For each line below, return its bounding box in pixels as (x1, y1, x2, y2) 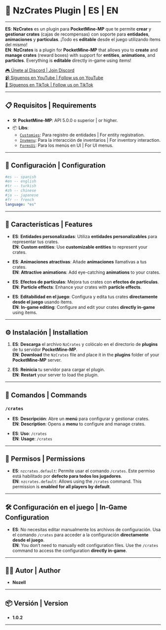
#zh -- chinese (5, 188, 37, 193)
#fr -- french (5, 197, 35, 202)
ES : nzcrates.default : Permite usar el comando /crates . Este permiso (12, 467, 155, 474)
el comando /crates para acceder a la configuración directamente (12, 532, 149, 538)
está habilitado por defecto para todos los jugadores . (12, 473, 123, 479)
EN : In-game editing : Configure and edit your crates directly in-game (12, 304, 155, 310)
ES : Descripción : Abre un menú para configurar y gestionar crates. (12, 416, 150, 421)
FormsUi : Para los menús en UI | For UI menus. (19, 142, 114, 148)
